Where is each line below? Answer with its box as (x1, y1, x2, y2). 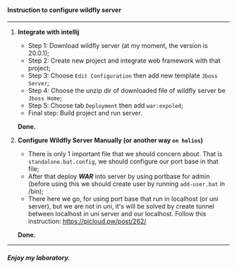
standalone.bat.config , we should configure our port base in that (28, 157, 219, 165)
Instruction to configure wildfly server (7, 6, 122, 14)
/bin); (28, 187, 44, 196)
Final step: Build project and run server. (28, 109, 142, 118)
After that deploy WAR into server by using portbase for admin (28, 173, 210, 181)
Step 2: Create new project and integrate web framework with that (28, 56, 221, 65)
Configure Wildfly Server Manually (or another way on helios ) (17, 136, 203, 144)
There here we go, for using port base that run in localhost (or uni (28, 194, 219, 204)
